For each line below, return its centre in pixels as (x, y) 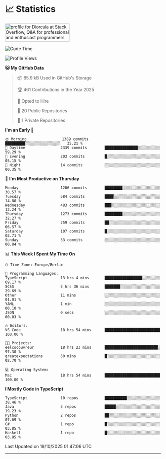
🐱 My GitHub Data (25, 68)
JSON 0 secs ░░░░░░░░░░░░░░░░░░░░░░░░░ (83, 312)
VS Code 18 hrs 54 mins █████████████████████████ (83, 330)
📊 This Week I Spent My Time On (40, 254)
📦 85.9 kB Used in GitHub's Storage (54, 77)
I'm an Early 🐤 (20, 130)
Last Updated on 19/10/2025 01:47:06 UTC (48, 446)
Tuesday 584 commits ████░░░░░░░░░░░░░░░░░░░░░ (83, 196)
